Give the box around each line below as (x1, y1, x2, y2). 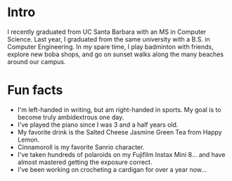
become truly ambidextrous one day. (17, 113, 124, 121)
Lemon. (17, 135, 40, 144)
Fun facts (7, 82, 63, 99)
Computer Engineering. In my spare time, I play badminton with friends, (7, 42, 214, 51)
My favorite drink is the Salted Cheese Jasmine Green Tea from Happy (17, 127, 223, 136)
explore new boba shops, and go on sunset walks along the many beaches (7, 50, 224, 58)
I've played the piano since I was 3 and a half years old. (17, 120, 179, 129)
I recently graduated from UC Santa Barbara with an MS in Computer (7, 27, 207, 36)
